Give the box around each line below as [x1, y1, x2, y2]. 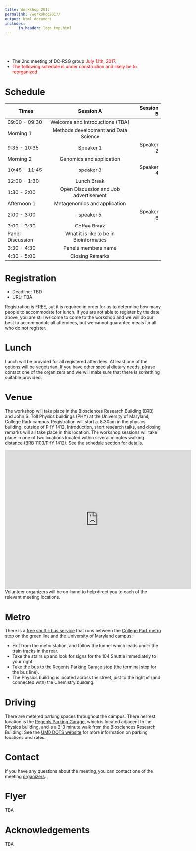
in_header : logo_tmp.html [18, 26, 72, 31]
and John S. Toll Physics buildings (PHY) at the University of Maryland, [5, 413, 150, 419]
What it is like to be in [65, 230, 115, 237]
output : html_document [5, 16, 52, 21]
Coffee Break [75, 223, 105, 229]
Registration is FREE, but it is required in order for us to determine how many [5, 304, 161, 310]
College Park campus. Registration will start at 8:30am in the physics [5, 418, 146, 424]
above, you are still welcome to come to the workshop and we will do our [5, 314, 154, 320]
